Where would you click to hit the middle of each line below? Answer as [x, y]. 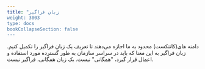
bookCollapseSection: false [43, 29]
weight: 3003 [23, 18]
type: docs [21, 23]
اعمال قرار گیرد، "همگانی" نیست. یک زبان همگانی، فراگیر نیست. [80, 59]
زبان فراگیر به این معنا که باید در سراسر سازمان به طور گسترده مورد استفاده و [96, 53]
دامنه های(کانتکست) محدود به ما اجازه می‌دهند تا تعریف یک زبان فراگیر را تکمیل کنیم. [103, 46]
